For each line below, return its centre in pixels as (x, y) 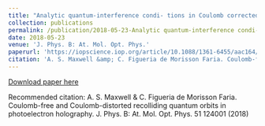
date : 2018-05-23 (37, 37)
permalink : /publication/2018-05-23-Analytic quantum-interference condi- (134, 30)
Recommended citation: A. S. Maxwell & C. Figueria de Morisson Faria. (123, 97)
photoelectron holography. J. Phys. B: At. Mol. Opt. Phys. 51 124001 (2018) (129, 113)
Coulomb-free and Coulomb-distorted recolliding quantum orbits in (117, 105)
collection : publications (50, 23)
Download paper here (43, 82)
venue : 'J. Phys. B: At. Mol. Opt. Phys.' (79, 45)
